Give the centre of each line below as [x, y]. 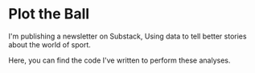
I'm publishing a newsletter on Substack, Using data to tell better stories [127, 36]
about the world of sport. [49, 44]
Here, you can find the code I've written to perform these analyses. [119, 60]
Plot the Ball [49, 14]
